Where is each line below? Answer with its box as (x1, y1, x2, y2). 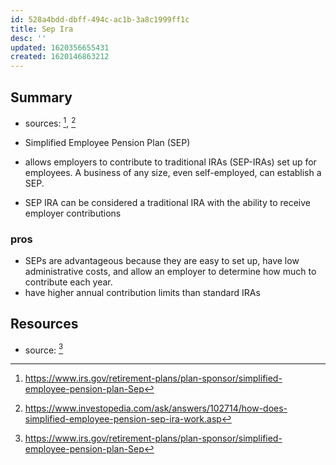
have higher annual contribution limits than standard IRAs (24, 286, 261, 298)
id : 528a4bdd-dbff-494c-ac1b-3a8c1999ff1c (10, 14, 190, 25)
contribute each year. (24, 276, 113, 288)
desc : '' (10, 33, 47, 43)
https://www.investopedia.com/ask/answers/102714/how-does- (24, 402, 288, 415)
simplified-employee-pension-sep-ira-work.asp (24, 413, 222, 425)
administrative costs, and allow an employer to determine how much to (24, 265, 317, 277)
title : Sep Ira (10, 24, 74, 34)
